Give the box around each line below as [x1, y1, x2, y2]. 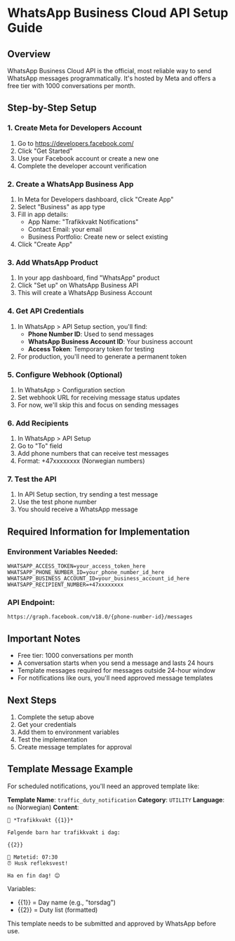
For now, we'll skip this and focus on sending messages [17, 400, 179, 409]
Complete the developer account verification [17, 161, 147, 170]
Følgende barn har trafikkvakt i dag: [7, 829, 121, 836]
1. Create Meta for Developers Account [7, 123, 142, 133]
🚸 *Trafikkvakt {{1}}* [7, 816, 74, 823]
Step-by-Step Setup [7, 102, 97, 114]
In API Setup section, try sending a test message [17, 490, 159, 499]
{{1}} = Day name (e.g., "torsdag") [17, 898, 116, 906]
